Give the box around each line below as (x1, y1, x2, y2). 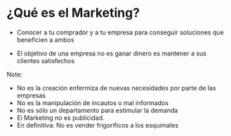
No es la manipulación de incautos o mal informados (16, 98, 169, 107)
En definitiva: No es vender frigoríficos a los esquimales (16, 121, 179, 129)
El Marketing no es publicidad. (16, 114, 105, 122)
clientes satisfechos (16, 56, 75, 64)
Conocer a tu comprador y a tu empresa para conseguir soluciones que (16, 28, 224, 36)
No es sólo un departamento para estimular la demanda (16, 106, 178, 114)
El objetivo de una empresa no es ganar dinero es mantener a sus (16, 49, 207, 57)
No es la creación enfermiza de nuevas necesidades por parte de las (16, 83, 216, 92)
